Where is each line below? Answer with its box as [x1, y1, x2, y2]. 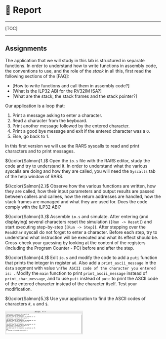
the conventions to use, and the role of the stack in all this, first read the [5, 68, 152, 74]
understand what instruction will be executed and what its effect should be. [5, 234, 159, 240]
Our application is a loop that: [5, 103, 65, 109]
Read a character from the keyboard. [12, 117, 87, 123]
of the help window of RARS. [5, 173, 64, 179]
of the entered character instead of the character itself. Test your [5, 281, 137, 287]
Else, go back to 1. [12, 133, 49, 139]
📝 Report [5, 4, 41, 16]
